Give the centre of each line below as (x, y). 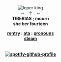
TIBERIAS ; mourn (30, 18)
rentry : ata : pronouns (30, 33)
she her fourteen (30, 24)
